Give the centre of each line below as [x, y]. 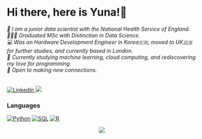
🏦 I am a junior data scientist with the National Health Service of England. [99, 29]
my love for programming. [39, 63]
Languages [24, 105]
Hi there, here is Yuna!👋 [67, 12]
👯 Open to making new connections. [52, 70]
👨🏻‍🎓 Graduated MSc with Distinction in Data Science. [74, 35]
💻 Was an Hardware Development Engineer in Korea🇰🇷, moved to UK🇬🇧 [100, 42]
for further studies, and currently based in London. [70, 51]
